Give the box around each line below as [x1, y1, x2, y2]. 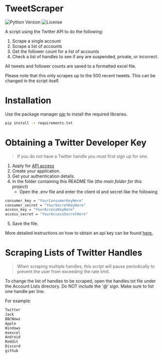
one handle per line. [5, 289, 45, 294]
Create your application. [12, 168, 61, 174]
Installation [5, 95, 52, 106]
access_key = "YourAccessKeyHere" [5, 207, 75, 212]
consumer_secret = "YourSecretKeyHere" [5, 202, 86, 208]
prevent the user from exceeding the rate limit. [17, 268, 110, 274]
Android [5, 335, 21, 340]
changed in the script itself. [5, 78, 60, 84]
